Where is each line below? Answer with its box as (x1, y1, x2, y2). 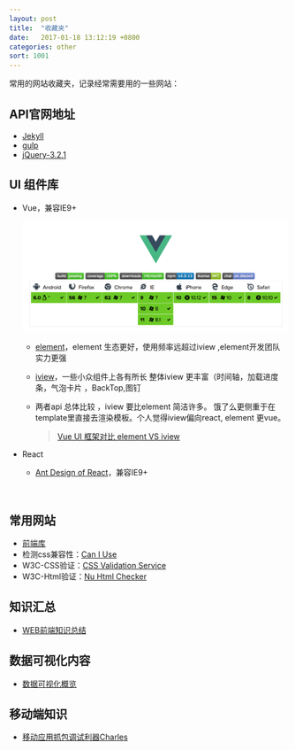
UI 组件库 (9, 177, 59, 192)
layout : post (9, 14, 57, 23)
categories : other (9, 43, 77, 51)
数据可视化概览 (21, 678, 77, 689)
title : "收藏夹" (9, 23, 69, 33)
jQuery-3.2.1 (21, 149, 66, 159)
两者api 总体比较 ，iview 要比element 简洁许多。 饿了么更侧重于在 (34, 401, 276, 412)
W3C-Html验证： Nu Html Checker (21, 571, 147, 582)
